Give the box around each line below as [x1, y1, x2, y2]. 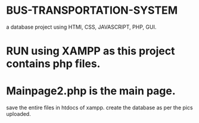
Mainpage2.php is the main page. [6, 84, 176, 98]
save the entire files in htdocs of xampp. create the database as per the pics [6, 104, 193, 111]
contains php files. [6, 57, 101, 70]
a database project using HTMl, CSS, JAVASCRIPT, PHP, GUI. [6, 23, 157, 30]
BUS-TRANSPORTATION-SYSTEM [6, 4, 178, 17]
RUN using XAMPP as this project [6, 44, 175, 58]
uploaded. [6, 110, 31, 118]
